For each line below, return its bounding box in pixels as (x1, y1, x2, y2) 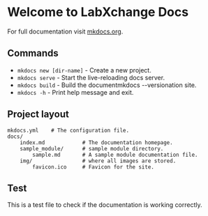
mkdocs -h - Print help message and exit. (17, 88, 134, 96)
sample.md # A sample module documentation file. (32, 151, 198, 158)
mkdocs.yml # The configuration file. (7, 127, 130, 134)
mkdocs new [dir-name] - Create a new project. (17, 65, 151, 74)
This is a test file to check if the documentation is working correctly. (7, 201, 202, 209)
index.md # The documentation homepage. (20, 139, 173, 146)
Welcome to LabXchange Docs (7, 4, 189, 20)
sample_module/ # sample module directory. (20, 145, 164, 152)
